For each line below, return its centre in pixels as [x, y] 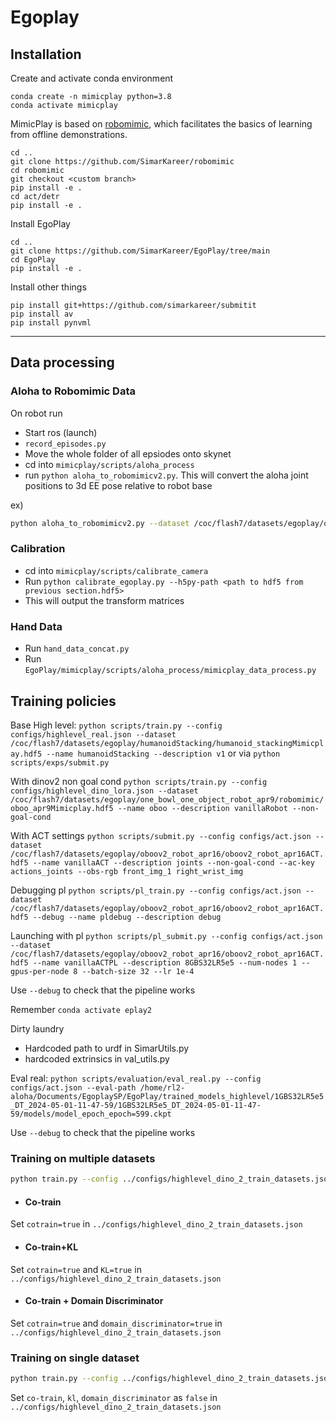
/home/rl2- [162, 1087]
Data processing [62, 362]
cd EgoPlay [33, 260]
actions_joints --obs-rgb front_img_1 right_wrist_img [127, 871]
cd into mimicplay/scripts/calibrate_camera [116, 570]
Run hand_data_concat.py [77, 648]
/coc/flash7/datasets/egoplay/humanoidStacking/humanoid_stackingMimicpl [167, 743]
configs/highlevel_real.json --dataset [93, 734]
